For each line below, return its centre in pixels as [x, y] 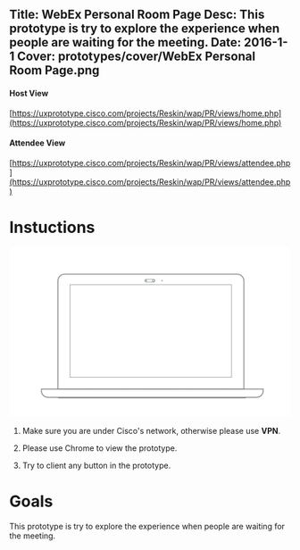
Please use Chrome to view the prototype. [100, 448]
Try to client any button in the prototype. [96, 465]
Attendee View [37, 143]
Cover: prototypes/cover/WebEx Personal [137, 57]
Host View [29, 93]
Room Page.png [54, 71]
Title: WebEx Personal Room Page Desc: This [137, 15]
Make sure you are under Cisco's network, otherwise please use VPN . [151, 430]
